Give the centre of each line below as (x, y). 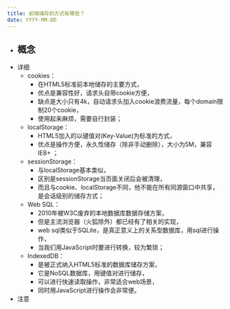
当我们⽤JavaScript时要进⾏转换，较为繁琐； (101, 247)
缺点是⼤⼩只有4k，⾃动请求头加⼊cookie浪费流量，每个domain (127, 102)
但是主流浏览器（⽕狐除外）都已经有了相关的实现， (110, 222)
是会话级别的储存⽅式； (71, 196)
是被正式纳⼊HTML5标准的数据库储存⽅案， (99, 264)
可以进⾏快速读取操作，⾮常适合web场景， (98, 282)
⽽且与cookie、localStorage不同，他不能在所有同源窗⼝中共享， (128, 187)
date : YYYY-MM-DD (32, 20)
